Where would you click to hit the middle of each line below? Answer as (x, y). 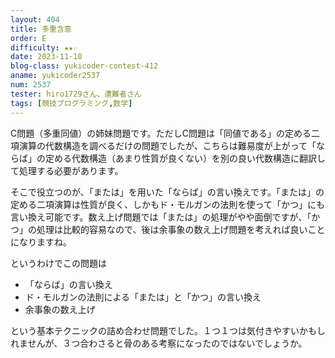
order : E (28, 38)
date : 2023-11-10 (46, 57)
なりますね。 (45, 242)
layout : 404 (35, 19)
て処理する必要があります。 (67, 170)
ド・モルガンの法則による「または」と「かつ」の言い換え (143, 297)
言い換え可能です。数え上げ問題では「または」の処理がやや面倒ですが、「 (161, 217)
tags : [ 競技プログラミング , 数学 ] (71, 103)
